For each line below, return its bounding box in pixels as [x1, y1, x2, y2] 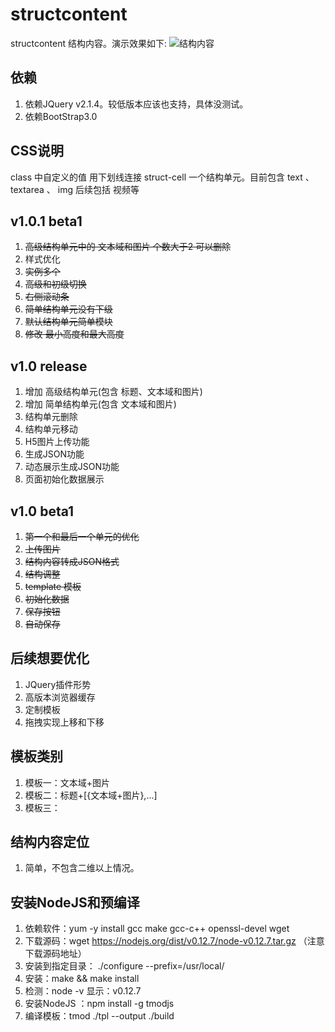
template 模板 [24, 581, 82, 592]
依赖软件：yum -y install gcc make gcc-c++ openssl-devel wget [24, 923, 290, 935]
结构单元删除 [24, 411, 78, 423]
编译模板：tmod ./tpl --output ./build [24, 1010, 175, 1022]
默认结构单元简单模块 [24, 316, 113, 328]
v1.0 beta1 [10, 503, 75, 520]
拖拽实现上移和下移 [24, 716, 105, 728]
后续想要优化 [10, 650, 90, 667]
